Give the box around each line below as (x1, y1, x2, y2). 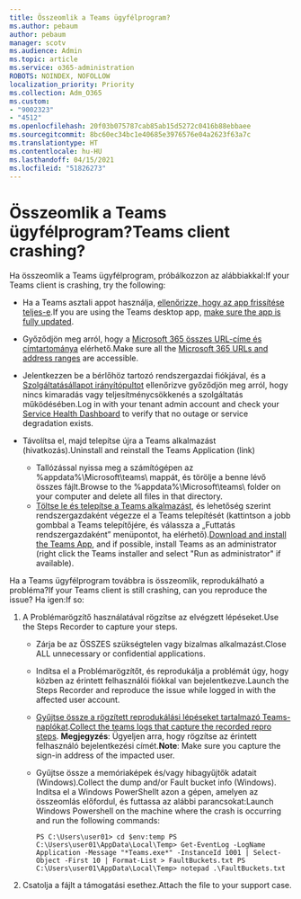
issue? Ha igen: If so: (9, 594, 85, 605)
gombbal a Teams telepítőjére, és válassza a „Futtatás (35, 520, 235, 530)
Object (35, 856, 61, 866)
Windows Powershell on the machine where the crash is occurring (35, 806, 281, 816)
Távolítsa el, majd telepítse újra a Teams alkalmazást (22, 435, 217, 446)
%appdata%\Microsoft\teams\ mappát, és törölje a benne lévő (35, 472, 267, 483)
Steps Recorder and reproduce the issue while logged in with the (35, 685, 277, 696)
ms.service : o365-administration (9, 64, 135, 73)
